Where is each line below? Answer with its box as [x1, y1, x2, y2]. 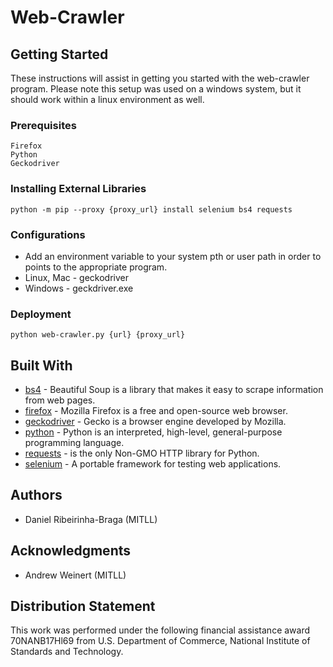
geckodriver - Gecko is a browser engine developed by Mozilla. [24, 416, 287, 427]
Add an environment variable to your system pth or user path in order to [24, 250, 322, 262]
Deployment [10, 307, 72, 321]
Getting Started [10, 46, 109, 63]
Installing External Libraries [10, 182, 147, 196]
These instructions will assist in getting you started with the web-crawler [10, 72, 310, 84]
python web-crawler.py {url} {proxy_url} [10, 330, 186, 340]
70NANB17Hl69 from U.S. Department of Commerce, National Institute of [10, 635, 311, 647]
